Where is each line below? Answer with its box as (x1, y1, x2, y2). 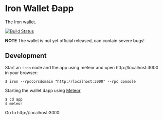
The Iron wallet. (5, 19, 36, 25)
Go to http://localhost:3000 (5, 109, 60, 115)
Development (5, 52, 47, 60)
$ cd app (5, 97, 23, 102)
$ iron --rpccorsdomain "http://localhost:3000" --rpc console (5, 79, 136, 84)
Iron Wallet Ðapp (5, 3, 74, 14)
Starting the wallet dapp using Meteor (5, 88, 81, 93)
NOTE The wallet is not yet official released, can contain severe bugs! (5, 37, 145, 44)
